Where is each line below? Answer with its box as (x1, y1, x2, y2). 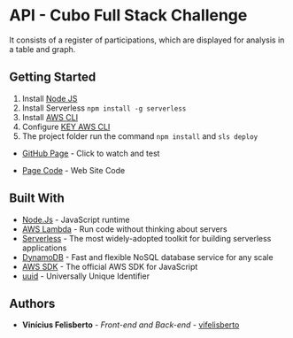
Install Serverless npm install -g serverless (21, 103, 187, 113)
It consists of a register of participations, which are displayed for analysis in (9, 35, 285, 45)
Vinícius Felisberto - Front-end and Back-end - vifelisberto (21, 319, 240, 330)
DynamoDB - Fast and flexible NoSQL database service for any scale (21, 251, 274, 262)
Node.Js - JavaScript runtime (21, 214, 130, 225)
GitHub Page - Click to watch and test (21, 148, 160, 158)
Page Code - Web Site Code (21, 165, 126, 175)
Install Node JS (21, 93, 78, 104)
